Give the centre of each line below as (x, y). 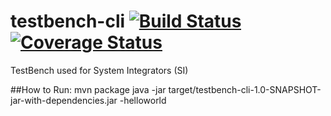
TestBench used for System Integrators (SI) (99, 70)
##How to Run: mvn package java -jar (88, 89)
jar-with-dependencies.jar (64, 100)
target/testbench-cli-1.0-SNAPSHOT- (245, 89)
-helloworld (143, 100)
